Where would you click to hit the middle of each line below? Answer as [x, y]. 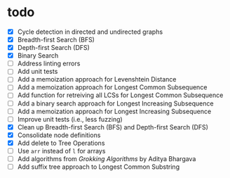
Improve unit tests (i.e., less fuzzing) [70, 119]
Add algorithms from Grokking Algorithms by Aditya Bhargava [107, 158]
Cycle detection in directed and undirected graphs [90, 32]
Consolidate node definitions [59, 135]
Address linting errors [49, 63]
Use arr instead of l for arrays [61, 151]
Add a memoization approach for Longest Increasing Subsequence [114, 111]
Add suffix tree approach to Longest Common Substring [99, 167]
